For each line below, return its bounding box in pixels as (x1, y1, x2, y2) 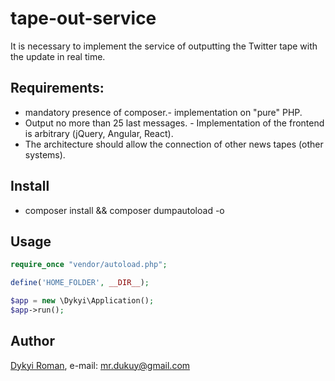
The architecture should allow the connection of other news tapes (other (24, 138, 324, 150)
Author (10, 333, 55, 350)
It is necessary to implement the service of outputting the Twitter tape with (10, 40, 318, 52)
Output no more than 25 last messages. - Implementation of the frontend (24, 117, 325, 129)
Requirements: (10, 80, 105, 97)
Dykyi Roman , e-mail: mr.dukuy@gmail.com (10, 359, 191, 371)
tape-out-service (10, 7, 157, 30)
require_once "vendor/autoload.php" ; (10, 260, 168, 270)
